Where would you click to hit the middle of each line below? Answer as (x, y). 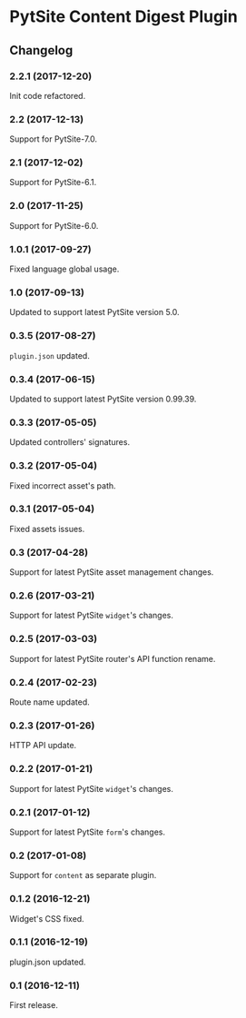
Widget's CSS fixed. (47, 918)
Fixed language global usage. (64, 269)
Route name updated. (50, 702)
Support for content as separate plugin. (83, 875)
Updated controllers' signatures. (69, 442)
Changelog (41, 50)
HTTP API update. (43, 746)
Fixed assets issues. (47, 529)
